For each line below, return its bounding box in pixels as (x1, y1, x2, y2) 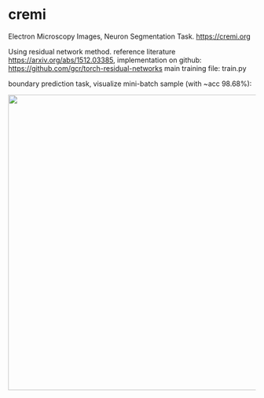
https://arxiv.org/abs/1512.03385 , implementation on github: (8, 55, 202, 65)
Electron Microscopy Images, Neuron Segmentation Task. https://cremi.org (8, 32, 251, 41)
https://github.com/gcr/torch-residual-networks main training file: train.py (8, 63, 247, 73)
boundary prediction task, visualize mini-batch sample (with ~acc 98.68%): (8, 79, 252, 88)
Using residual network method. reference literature (8, 46, 176, 56)
